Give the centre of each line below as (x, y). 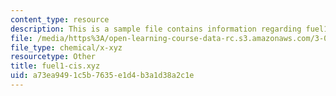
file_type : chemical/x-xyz (66, 47)
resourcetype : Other (53, 57)
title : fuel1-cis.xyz (55, 66)
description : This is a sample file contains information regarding (156, 29)
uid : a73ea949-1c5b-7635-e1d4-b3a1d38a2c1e (102, 76)
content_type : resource (60, 19)
